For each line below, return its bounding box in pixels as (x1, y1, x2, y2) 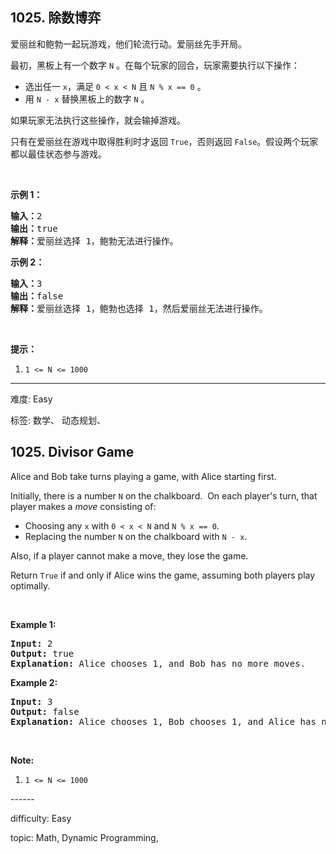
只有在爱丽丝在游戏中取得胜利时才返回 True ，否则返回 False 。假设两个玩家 (10, 135, 319, 147)
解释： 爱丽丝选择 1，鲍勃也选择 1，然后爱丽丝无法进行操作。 (10, 303, 268, 314)
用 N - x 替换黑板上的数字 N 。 (24, 93, 150, 105)
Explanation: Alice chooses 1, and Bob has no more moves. (10, 658, 307, 669)
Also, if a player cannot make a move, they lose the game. (10, 549, 249, 562)
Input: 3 (10, 696, 53, 707)
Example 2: (10, 676, 58, 688)
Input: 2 (10, 638, 53, 649)
